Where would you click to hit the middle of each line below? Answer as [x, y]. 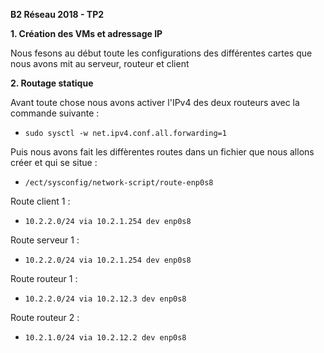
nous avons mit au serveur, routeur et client [100, 63]
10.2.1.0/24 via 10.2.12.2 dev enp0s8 [105, 338]
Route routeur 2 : [45, 317]
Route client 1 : [40, 201]
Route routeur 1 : [44, 278]
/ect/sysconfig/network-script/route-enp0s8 [119, 183]
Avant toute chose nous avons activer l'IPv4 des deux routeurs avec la [155, 102]
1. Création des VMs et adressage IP [86, 33]
